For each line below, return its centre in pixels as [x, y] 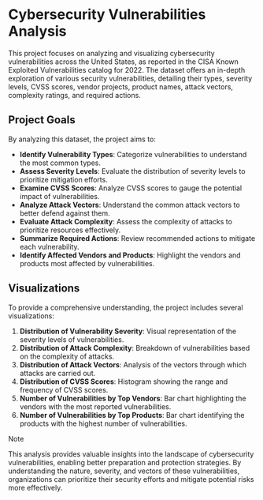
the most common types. [60, 163]
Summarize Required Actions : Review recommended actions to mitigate [137, 238]
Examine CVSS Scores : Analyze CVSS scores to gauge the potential [131, 188]
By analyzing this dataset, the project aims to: [82, 139]
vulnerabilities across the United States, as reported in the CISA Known [123, 62]
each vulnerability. [50, 246]
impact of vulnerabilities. [59, 196]
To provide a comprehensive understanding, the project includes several [126, 307]
